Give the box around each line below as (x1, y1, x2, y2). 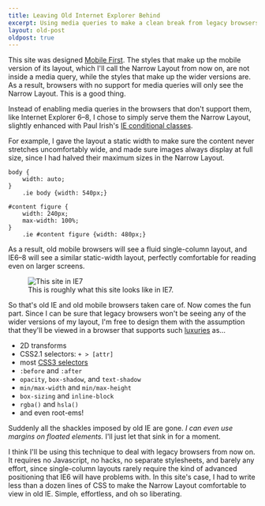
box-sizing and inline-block (19, 391, 114, 401)
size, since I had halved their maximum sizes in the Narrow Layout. (8, 153, 225, 163)
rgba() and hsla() (19, 400, 79, 410)
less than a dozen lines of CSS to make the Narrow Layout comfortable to (8, 481, 247, 490)
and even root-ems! (19, 408, 84, 417)
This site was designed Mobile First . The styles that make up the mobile (8, 55, 241, 65)
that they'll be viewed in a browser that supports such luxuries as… (8, 326, 226, 335)
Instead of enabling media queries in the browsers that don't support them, (8, 104, 252, 114)
